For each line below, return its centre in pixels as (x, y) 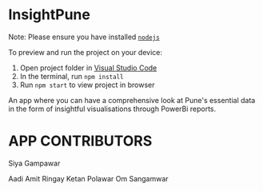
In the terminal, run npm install (72, 76)
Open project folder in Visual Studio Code (88, 68)
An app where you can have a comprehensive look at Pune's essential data (132, 100)
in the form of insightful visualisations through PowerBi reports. (112, 109)
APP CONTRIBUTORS (80, 141)
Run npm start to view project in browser (87, 85)
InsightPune (49, 15)
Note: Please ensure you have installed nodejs (84, 37)
